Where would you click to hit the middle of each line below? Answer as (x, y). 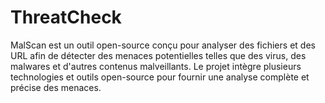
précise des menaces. (56, 87)
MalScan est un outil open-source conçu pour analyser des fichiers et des (163, 45)
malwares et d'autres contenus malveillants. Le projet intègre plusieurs (156, 66)
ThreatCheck (66, 17)
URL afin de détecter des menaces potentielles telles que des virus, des (158, 55)
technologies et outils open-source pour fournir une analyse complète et (160, 77)
